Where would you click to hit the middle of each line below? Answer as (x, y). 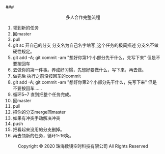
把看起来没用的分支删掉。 (39, 129)
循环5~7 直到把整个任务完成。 (43, 94)
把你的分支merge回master (39, 112)
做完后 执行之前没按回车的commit (47, 76)
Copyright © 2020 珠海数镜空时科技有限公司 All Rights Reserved (83, 146)
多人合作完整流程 (83, 17)
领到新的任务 (26, 28)
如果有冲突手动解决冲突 (36, 118)
